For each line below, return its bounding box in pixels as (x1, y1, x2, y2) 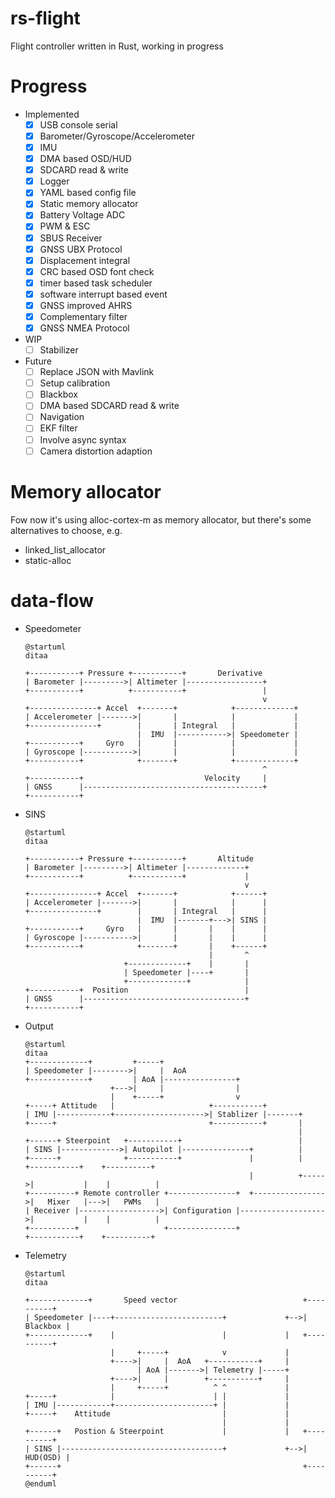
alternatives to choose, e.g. (10, 524, 123, 536)
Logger (39, 175, 70, 187)
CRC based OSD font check (39, 265, 155, 277)
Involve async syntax (39, 433, 127, 446)
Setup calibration (39, 377, 111, 389)
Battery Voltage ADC (39, 209, 126, 221)
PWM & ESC (39, 220, 91, 232)
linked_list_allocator (24, 543, 107, 556)
